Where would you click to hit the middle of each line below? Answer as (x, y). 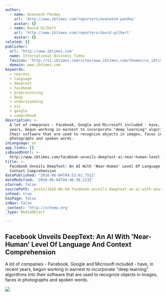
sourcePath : (17, 189)
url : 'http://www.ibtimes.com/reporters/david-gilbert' (73, 33)
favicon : (19, 60)
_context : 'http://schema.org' (37, 208)
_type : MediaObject (25, 212)
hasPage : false (21, 198)
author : (13, 10)
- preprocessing (26, 93)
